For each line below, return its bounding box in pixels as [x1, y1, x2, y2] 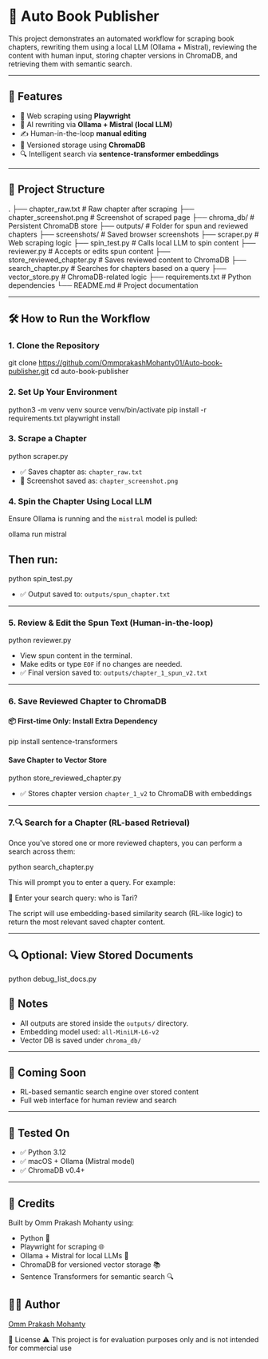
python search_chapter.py [8, 862, 94, 871]
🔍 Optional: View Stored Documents [8, 949, 194, 962]
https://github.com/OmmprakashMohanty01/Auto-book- [38, 358, 223, 368]
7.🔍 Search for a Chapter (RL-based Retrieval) [8, 817, 190, 828]
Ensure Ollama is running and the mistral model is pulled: [8, 514, 198, 524]
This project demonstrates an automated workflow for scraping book [8, 34, 235, 43]
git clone [8, 358, 37, 368]
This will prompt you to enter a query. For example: [8, 877, 175, 887]
